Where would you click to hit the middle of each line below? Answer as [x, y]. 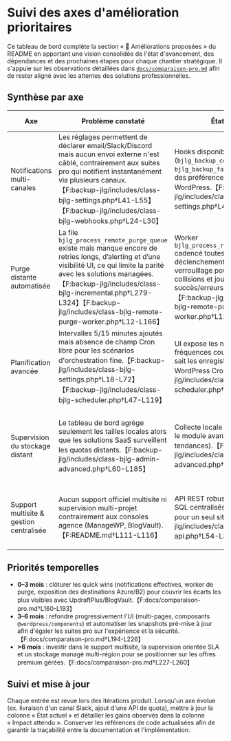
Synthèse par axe [45, 97]
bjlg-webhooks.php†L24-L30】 [110, 220]
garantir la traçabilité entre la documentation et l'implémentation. [99, 730]
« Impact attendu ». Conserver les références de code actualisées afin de [111, 723]
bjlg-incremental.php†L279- [105, 293]
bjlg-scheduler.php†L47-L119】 [112, 399]
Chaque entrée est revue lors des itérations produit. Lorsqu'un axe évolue [111, 701]
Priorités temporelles [53, 568]
